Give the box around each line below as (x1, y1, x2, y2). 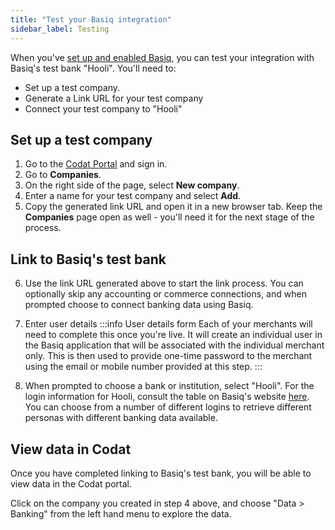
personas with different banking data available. (24, 412, 218, 424)
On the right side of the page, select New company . (24, 179, 240, 191)
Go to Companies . (24, 169, 102, 181)
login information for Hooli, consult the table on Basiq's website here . (24, 391, 310, 403)
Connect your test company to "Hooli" (24, 102, 183, 115)
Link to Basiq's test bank (10, 251, 167, 268)
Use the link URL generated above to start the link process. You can (24, 277, 304, 290)
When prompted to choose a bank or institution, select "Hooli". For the (24, 380, 315, 392)
